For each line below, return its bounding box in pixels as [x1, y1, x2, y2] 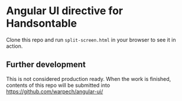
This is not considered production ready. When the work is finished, [6, 75, 171, 82]
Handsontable [6, 17, 77, 30]
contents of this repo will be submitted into [6, 82, 110, 89]
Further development [6, 60, 86, 70]
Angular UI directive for [6, 4, 123, 18]
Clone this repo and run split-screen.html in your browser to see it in [6, 36, 176, 43]
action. [6, 43, 23, 50]
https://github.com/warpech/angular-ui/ [6, 87, 103, 95]
